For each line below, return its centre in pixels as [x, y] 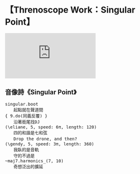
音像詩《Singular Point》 [41, 92]
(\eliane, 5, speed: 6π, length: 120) [51, 127]
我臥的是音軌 [26, 150]
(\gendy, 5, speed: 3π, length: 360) [50, 144]
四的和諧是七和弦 [30, 133]
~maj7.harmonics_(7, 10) [34, 161]
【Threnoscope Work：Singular [70, 10]
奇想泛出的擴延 [28, 167]
